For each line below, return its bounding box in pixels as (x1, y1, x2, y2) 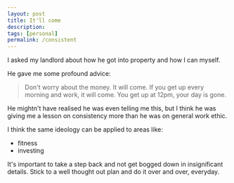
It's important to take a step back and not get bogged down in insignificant (7, 160, 223, 169)
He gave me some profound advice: (7, 70, 111, 78)
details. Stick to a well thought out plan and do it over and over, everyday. (7, 168, 220, 176)
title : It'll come (7, 17, 61, 24)
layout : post (7, 10, 46, 18)
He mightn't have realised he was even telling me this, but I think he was (7, 104, 216, 113)
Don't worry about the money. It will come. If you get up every (24, 83, 204, 91)
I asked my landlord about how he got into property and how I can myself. (7, 56, 221, 64)
